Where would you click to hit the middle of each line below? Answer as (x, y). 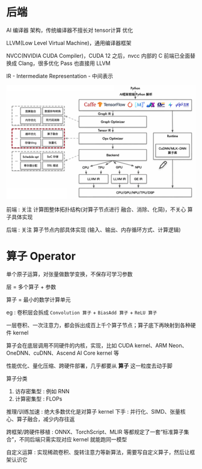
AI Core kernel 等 (98, 353)
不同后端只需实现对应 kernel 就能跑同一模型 (73, 440)
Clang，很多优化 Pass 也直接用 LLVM (64, 63)
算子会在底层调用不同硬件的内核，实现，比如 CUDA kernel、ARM (87, 346)
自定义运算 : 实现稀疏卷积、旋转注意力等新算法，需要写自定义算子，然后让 (98, 452)
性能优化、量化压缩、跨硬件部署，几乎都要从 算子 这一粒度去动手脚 (89, 366)
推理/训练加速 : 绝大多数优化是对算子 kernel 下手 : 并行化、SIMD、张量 (93, 412)
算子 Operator (41, 256)
